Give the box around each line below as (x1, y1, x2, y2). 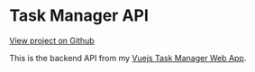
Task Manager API (9, 5, 149, 26)
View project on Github (9, 35, 95, 46)
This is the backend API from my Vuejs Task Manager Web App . (9, 52, 247, 63)
